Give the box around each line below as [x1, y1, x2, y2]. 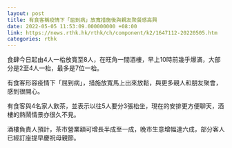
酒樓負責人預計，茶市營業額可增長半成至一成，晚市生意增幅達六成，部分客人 [7, 125, 225, 134]
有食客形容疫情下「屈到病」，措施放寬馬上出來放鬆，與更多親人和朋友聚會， [7, 78, 222, 87]
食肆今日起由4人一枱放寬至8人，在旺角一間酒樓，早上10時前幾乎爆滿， [7, 56, 209, 64]
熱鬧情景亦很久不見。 [19, 111, 80, 119]
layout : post [7, 10, 45, 17]
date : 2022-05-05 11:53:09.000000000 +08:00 [7, 23, 137, 30]
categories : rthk [7, 36, 57, 43]
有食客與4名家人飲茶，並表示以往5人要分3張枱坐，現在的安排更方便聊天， [7, 102, 218, 110]
